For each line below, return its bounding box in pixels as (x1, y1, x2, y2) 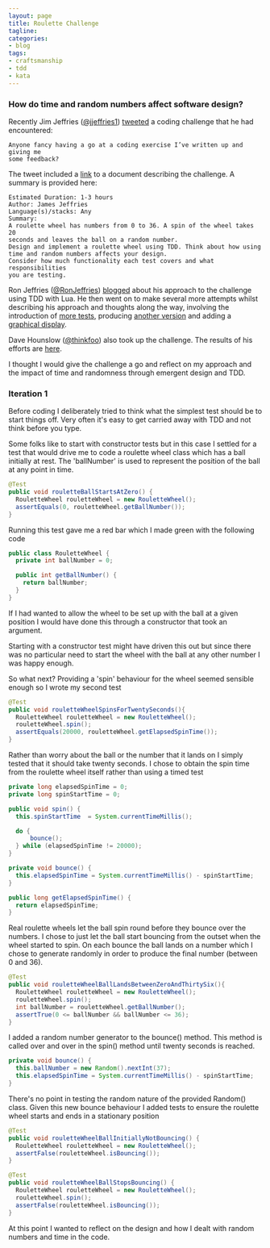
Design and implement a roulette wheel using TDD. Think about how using (8, 243, 262, 251)
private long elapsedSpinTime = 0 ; (8, 783, 128, 791)
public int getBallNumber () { (15, 571, 117, 579)
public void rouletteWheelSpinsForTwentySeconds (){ (8, 705, 185, 714)
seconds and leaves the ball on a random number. (8, 236, 179, 244)
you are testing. (8, 271, 67, 279)
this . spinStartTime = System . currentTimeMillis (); (15, 812, 193, 820)
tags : (8, 49, 27, 57)
